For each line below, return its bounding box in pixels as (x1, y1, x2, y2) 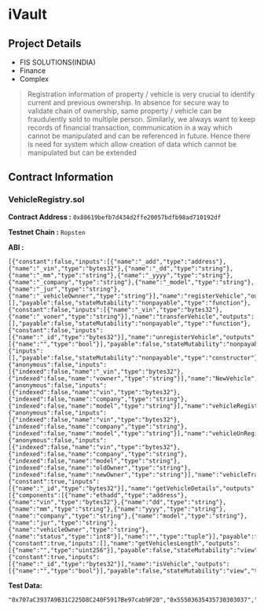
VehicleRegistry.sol (8, 194, 85, 205)
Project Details (8, 37, 82, 50)
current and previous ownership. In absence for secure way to (27, 98, 229, 107)
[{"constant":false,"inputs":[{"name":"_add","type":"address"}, (8, 258, 226, 265)
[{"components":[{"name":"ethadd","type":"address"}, (8, 491, 189, 499)
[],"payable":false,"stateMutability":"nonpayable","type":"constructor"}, (8, 353, 262, 362)
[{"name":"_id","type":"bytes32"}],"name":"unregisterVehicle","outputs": (8, 333, 258, 341)
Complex (19, 75, 49, 83)
